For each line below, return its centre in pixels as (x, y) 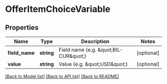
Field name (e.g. (78, 50)
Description (95, 42)
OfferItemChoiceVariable (58, 9)
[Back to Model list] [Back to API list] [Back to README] (62, 76)
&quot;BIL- (110, 50)
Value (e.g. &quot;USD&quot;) (93, 64)
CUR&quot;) (73, 56)
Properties (22, 28)
